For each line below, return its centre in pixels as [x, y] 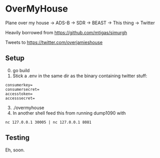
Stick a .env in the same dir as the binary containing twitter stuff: [80, 76]
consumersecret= [22, 89]
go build [21, 70]
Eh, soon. [15, 150]
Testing [17, 138]
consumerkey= [19, 85]
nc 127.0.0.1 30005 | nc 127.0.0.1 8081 [49, 122]
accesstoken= [19, 94]
